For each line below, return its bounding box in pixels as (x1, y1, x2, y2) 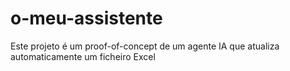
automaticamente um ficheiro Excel (10, 50, 156, 62)
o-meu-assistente (10, 7, 163, 30)
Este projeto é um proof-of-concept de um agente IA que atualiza (10, 40, 280, 52)
